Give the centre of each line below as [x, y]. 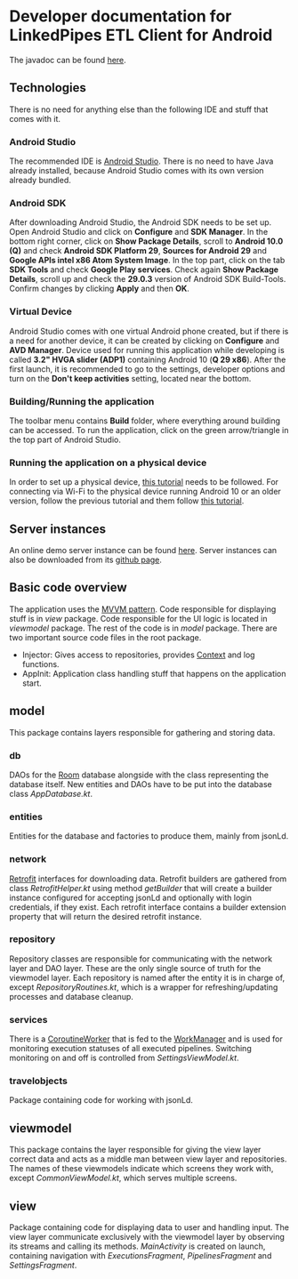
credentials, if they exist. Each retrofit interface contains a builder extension [148, 907]
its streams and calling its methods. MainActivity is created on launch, [137, 1246]
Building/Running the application [82, 401]
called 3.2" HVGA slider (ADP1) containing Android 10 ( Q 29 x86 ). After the [148, 359]
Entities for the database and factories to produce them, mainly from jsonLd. [149, 836]
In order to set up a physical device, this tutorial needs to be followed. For [144, 482]
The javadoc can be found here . [68, 60]
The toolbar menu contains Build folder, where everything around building [145, 421]
